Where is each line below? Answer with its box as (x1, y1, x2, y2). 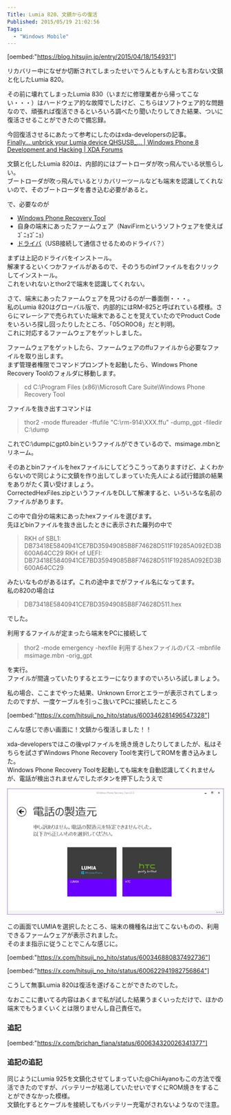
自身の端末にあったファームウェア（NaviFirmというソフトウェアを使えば (16, 222, 223, 231)
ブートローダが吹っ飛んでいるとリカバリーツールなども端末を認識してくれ (7, 177, 218, 185)
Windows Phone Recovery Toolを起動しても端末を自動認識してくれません (7, 766, 215, 774)
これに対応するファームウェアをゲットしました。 (7, 329, 146, 337)
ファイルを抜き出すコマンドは (7, 405, 91, 413)
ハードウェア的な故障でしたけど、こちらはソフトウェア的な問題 (43, 98, 224, 107)
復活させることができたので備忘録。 (7, 116, 110, 124)
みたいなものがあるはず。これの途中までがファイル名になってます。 (7, 578, 198, 586)
